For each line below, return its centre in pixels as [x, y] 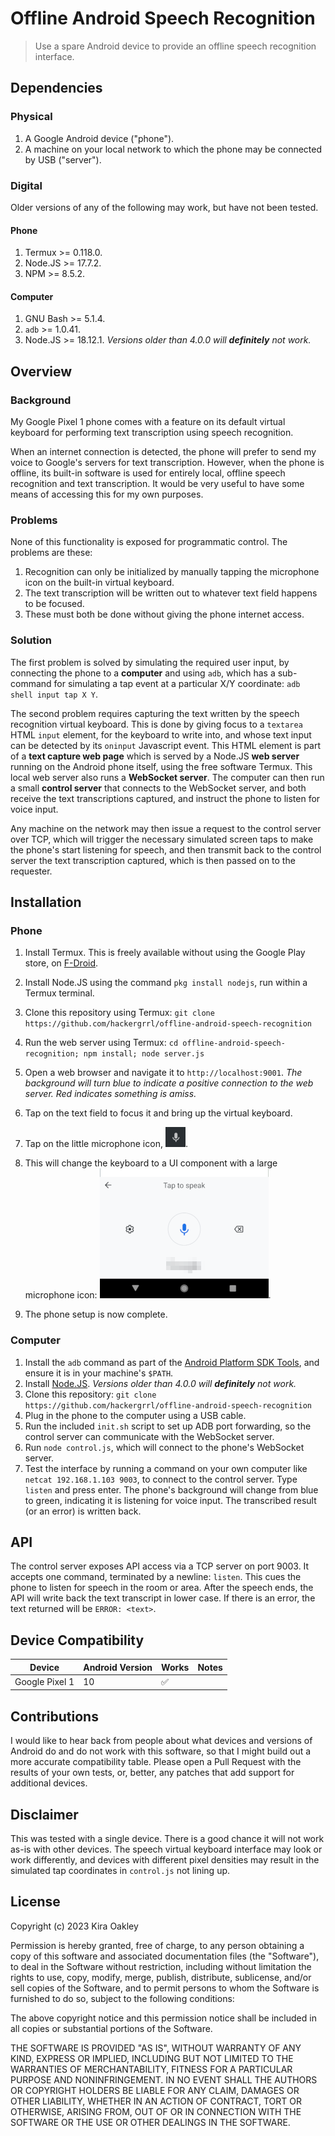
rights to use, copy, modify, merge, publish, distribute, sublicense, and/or [161, 1977]
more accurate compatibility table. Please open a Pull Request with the [156, 1762]
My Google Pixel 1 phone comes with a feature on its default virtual [148, 422]
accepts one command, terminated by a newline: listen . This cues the [156, 1577]
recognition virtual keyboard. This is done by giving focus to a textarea [156, 724]
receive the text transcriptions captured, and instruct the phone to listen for [165, 798]
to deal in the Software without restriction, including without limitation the [161, 1966]
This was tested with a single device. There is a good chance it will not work [167, 1839]
